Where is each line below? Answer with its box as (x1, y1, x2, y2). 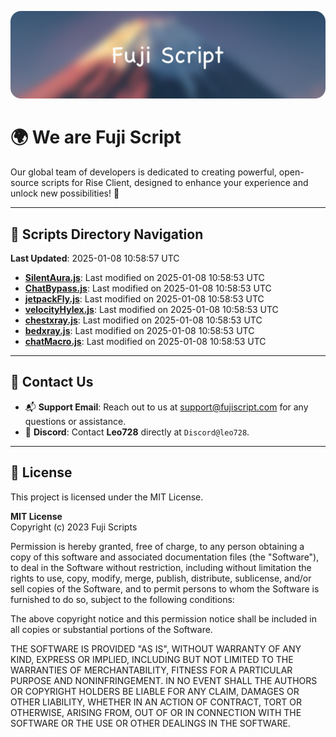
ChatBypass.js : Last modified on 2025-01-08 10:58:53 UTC (24, 282, 272, 295)
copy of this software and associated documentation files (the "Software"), (10, 551, 320, 563)
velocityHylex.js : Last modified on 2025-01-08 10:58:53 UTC (24, 304, 279, 316)
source (10, 177, 40, 189)
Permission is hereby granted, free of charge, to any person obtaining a (10, 540, 305, 552)
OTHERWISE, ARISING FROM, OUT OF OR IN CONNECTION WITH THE (10, 706, 302, 718)
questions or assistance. (24, 415, 127, 427)
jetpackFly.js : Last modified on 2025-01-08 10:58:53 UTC (24, 293, 265, 305)
